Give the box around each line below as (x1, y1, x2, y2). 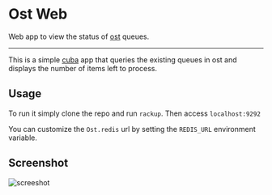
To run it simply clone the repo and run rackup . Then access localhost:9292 (8, 108, 261, 118)
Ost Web (8, 5, 68, 23)
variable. (8, 133, 38, 142)
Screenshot (8, 156, 69, 170)
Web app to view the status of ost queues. (8, 32, 150, 41)
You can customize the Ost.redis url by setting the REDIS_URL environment (8, 124, 257, 134)
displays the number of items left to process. (8, 63, 158, 73)
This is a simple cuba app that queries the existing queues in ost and (8, 54, 237, 65)
